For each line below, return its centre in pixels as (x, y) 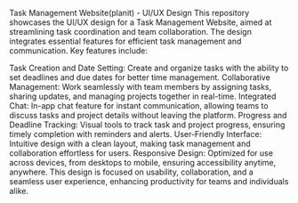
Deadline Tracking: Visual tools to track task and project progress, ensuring (147, 125)
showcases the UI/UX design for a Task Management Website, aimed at (141, 22)
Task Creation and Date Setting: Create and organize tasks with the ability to (149, 68)
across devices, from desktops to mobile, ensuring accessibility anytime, (143, 162)
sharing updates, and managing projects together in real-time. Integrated (143, 96)
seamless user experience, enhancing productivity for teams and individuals (149, 181)
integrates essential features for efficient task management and (125, 41)
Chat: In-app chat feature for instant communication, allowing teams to (139, 106)
